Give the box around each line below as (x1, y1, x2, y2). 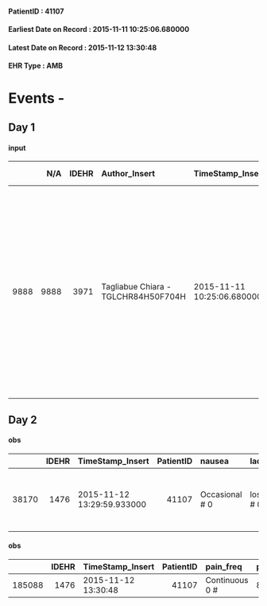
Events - (8, 89, 65, 107)
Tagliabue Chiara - (101, 281, 172, 293)
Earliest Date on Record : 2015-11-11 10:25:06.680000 (8, 25, 190, 34)
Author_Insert (101, 168, 156, 179)
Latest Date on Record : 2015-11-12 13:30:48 (8, 42, 157, 52)
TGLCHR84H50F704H (101, 291, 187, 302)
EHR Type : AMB (8, 61, 64, 71)
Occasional (199, 489, 242, 500)
